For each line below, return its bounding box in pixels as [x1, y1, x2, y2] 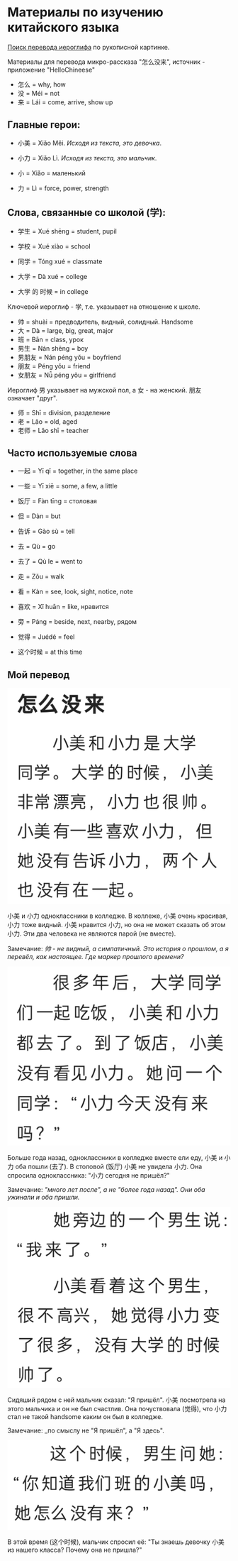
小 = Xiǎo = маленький [17, 168, 86, 177]
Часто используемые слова [7, 447, 137, 459]
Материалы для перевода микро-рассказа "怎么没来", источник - [7, 57, 205, 66]
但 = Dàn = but [17, 512, 61, 520]
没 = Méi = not [17, 89, 60, 97]
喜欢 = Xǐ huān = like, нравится [17, 603, 109, 611]
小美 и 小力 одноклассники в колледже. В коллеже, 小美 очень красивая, [7, 911, 228, 920]
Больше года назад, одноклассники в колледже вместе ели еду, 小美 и [7, 1154, 223, 1162]
